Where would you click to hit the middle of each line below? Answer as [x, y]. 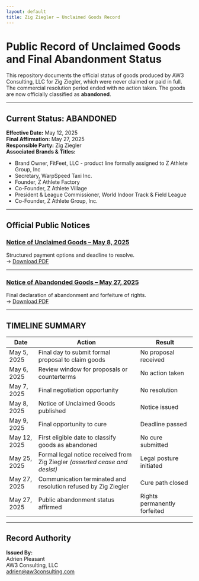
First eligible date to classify [77, 438]
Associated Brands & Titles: [41, 152]
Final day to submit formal [74, 352]
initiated [151, 466]
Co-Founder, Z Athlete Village [51, 189]
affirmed [50, 507]
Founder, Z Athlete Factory [47, 182]
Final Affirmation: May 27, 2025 [45, 139]
